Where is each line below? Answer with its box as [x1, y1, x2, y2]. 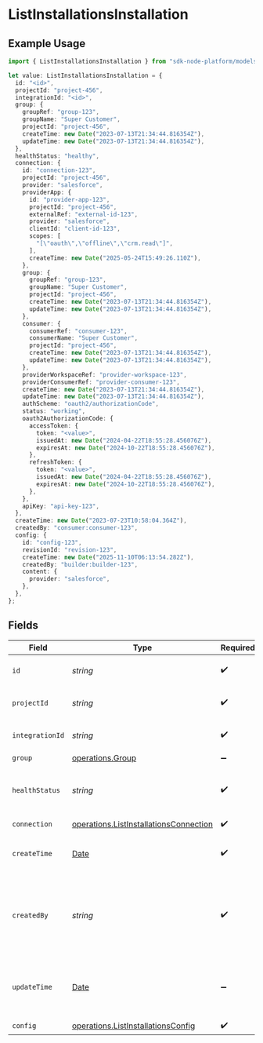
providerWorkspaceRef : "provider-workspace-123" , [22, 370, 188, 378]
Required [220, 642, 256, 653]
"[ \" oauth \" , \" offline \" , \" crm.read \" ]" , [36, 239, 174, 247]
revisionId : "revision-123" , [22, 545, 117, 554]
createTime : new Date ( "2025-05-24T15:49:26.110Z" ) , [28, 253, 201, 262]
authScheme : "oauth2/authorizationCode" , [22, 400, 159, 408]
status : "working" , [22, 407, 86, 415]
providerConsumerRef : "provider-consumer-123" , [22, 378, 180, 386]
